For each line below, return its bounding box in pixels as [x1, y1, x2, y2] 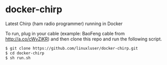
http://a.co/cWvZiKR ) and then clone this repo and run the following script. [5, 36, 162, 42]
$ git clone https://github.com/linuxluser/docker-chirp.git [5, 46, 138, 51]
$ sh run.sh [5, 55, 31, 60]
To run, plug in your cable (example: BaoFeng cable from [5, 30, 125, 36]
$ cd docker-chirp [5, 50, 44, 56]
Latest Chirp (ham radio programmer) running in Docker [5, 20, 123, 27]
